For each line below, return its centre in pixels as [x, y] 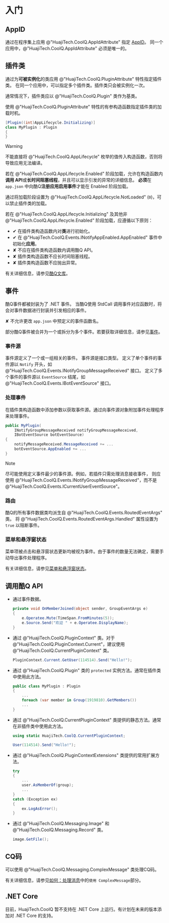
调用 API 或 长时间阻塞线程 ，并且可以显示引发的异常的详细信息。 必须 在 [78, 180]
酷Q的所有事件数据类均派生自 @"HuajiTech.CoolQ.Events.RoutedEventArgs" [84, 512]
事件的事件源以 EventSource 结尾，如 [47, 377]
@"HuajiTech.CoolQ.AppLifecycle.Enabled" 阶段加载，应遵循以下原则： [79, 221]
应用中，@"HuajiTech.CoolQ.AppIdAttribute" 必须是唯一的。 [67, 48]
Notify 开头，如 [36, 365]
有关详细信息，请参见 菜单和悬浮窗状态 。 [47, 569]
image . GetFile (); [31, 839]
